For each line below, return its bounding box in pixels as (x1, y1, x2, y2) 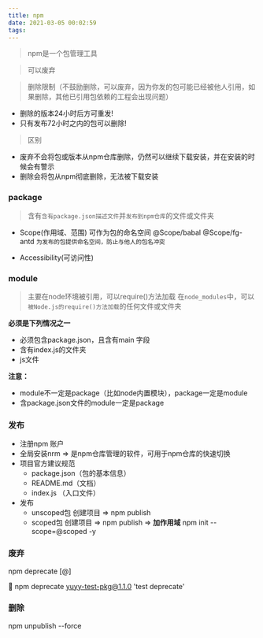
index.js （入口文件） (31, 488, 101, 498)
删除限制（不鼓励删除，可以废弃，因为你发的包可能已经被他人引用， (27, 82, 249, 91)
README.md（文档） (31, 478, 101, 488)
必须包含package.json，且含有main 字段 (19, 335, 150, 344)
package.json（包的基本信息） (31, 469, 131, 478)
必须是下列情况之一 (8, 318, 71, 328)
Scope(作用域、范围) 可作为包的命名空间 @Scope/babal (19, 228, 202, 237)
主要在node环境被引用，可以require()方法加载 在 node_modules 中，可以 (27, 291, 254, 301)
